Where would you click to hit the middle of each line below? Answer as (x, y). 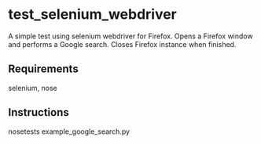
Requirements (43, 69)
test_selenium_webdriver (92, 14)
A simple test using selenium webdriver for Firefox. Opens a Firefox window (130, 36)
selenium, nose (33, 88)
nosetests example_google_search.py (69, 131)
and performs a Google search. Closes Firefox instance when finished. (122, 44)
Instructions (39, 112)
